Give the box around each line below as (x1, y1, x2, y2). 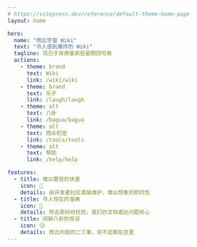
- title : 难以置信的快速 (14, 176, 81, 183)
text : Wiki (26, 69, 59, 77)
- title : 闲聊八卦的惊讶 (14, 216, 81, 223)
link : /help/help (26, 156, 79, 163)
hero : (7, 30, 24, 37)
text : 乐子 (26, 90, 57, 97)
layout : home (7, 17, 46, 24)
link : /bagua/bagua (26, 116, 84, 123)
